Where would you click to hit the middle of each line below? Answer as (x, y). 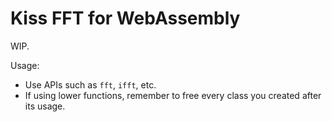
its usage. (45, 106)
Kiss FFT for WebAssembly (125, 18)
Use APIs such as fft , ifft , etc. (90, 84)
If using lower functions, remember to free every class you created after (173, 95)
